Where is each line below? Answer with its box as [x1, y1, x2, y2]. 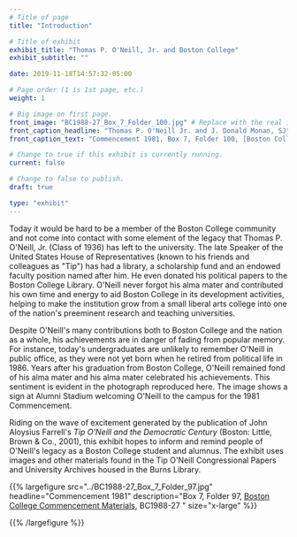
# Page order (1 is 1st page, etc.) [9, 86, 144, 95]
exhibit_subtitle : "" [9, 54, 89, 63]
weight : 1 [9, 94, 46, 103]
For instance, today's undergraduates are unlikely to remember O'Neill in [9, 343, 274, 354]
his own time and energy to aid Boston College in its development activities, [9, 288, 285, 299]
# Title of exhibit [9, 37, 81, 46]
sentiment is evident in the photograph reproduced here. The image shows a [9, 381, 288, 392]
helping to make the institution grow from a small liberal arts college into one [9, 298, 287, 309]
